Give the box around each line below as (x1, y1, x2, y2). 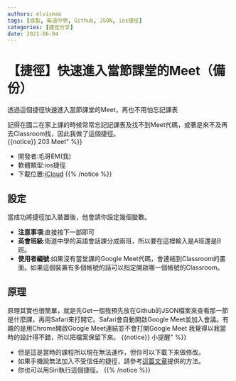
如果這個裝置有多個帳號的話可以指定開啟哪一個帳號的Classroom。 (30, 263, 224, 272)
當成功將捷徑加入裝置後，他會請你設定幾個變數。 (7, 213, 151, 221)
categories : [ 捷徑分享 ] (7, 23, 73, 31)
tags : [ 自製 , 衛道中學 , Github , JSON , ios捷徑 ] (7, 17, 142, 24)
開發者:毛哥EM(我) (17, 152, 72, 160)
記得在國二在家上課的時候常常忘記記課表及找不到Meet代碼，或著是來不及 (7, 121, 222, 129)
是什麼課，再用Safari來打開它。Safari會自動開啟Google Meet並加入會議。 (7, 315, 222, 324)
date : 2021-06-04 (7, 30, 59, 38)
